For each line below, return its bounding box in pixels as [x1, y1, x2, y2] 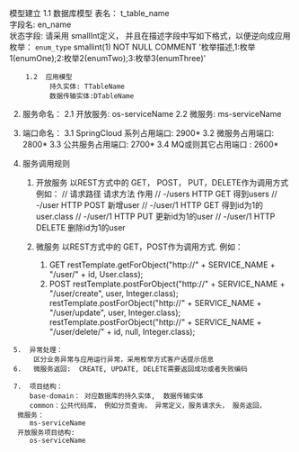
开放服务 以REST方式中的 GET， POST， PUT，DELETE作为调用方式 [35, 177, 289, 187]
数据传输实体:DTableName [48, 92, 135, 101]
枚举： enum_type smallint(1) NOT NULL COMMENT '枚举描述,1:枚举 [9, 41, 256, 52]
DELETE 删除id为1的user [35, 222, 126, 232]
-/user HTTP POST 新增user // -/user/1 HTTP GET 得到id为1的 [35, 200, 263, 210]
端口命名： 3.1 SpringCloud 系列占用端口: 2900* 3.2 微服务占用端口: [22, 128, 275, 138]
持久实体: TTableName [48, 82, 126, 91]
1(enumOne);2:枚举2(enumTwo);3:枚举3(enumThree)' [9, 53, 207, 63]
